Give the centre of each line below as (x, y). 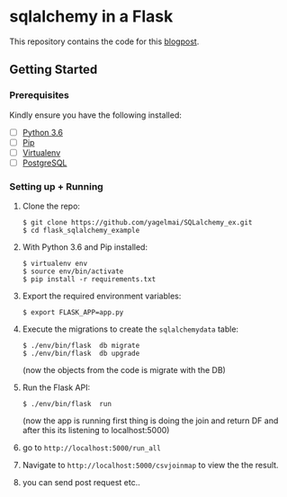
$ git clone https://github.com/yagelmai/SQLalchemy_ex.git (137, 223)
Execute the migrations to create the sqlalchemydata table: (130, 329)
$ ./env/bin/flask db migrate (81, 346)
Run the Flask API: (56, 387)
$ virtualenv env (55, 264)
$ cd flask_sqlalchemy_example (81, 231)
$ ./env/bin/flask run (67, 404)
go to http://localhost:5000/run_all (92, 448)
